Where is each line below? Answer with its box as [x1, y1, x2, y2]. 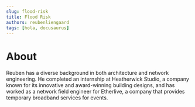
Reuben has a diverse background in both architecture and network [6, 70, 169, 77]
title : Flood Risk [6, 14, 51, 20]
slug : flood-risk [6, 8, 49, 15]
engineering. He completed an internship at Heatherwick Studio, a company [6, 75, 189, 82]
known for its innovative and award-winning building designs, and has [6, 82, 175, 89]
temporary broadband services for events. [6, 94, 108, 101]
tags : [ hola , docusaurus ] [6, 25, 69, 31]
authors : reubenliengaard [6, 19, 69, 25]
